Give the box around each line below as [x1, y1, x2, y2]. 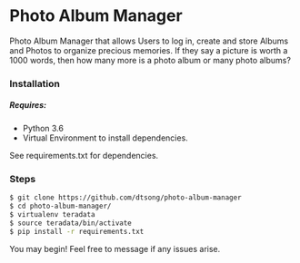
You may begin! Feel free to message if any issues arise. [9, 243, 221, 254]
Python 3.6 [22, 122, 64, 133]
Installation [9, 77, 61, 90]
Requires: [9, 100, 47, 111]
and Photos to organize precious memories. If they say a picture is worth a [9, 44, 288, 55]
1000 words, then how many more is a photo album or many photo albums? [9, 54, 291, 65]
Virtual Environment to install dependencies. [22, 132, 188, 143]
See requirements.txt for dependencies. [9, 150, 159, 161]
